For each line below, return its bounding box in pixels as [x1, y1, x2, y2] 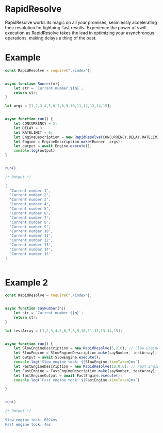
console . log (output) [14, 148, 55, 153]
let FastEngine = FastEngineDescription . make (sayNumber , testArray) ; [14, 368, 158, 373]
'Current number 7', [9, 215, 51, 220]
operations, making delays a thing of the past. [5, 35, 97, 41]
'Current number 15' [9, 252, 51, 256]
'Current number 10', [9, 229, 53, 234]
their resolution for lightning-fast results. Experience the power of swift [5, 24, 147, 30]
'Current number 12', [9, 238, 53, 243]
